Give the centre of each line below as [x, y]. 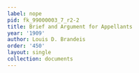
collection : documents [40, 59]
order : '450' [26, 46]
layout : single [29, 53]
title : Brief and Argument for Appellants [70, 26]
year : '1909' [26, 33]
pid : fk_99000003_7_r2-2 [43, 20]
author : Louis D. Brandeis [46, 40]
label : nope [24, 14]
